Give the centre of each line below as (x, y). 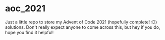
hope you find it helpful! (29, 32)
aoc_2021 (25, 9)
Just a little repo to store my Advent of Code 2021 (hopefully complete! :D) (81, 22)
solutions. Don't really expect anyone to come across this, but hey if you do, (83, 27)
